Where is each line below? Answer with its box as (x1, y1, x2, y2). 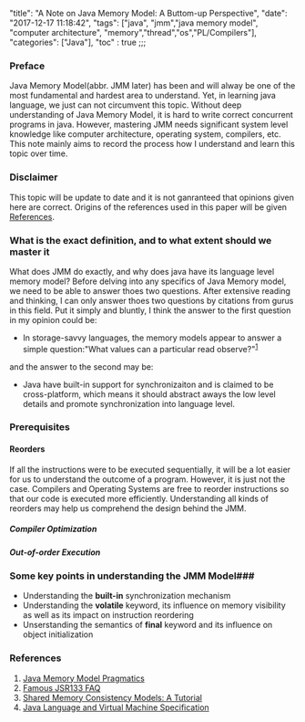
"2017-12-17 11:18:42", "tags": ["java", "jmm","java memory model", (9, 17, 259, 28)
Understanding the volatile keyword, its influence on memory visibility (22, 600, 287, 611)
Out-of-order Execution (9, 547, 101, 558)
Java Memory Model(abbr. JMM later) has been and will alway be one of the (9, 80, 296, 91)
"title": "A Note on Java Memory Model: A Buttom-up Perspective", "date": (9, 8, 289, 18)
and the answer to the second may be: (9, 361, 154, 372)
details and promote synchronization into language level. (22, 398, 235, 409)
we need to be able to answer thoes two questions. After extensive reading (9, 285, 291, 296)
